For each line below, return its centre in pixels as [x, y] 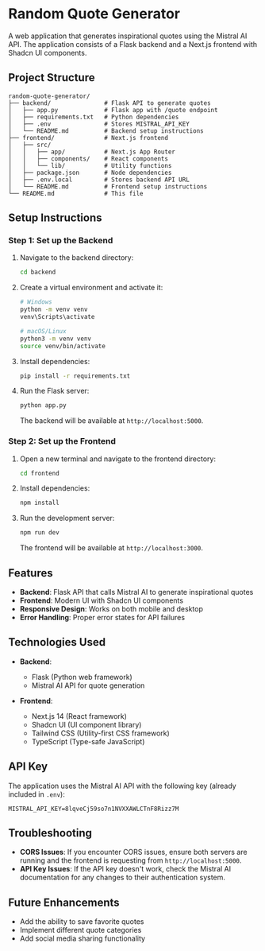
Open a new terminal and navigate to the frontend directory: [118, 459]
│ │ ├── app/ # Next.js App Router [92, 152]
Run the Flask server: [54, 391]
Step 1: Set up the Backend [61, 241]
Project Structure [52, 78]
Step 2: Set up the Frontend [62, 441]
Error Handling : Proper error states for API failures [102, 618]
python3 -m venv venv [56, 339]
